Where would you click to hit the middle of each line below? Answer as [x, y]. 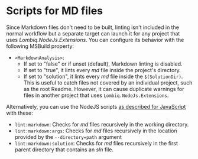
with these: [20, 113]
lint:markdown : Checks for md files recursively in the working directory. [102, 124]
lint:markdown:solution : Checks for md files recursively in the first [96, 143]
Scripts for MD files [55, 11]
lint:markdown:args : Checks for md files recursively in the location [96, 131]
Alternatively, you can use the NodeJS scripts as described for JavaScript [96, 106]
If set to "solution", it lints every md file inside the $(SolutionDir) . [103, 76]
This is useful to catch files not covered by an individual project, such [108, 82]
